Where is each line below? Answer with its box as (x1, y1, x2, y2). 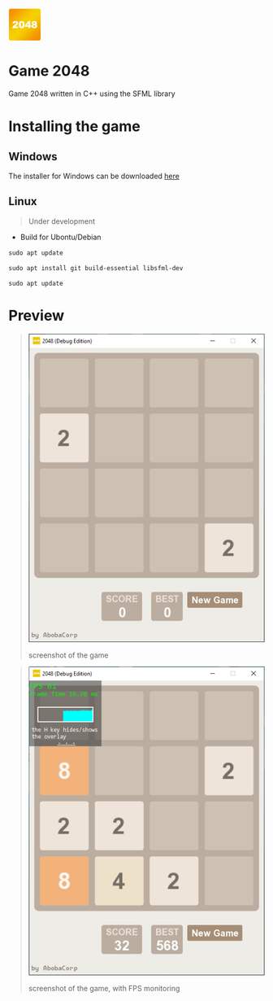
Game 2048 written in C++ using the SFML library (8, 89, 176, 98)
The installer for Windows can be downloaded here (8, 171, 180, 181)
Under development (28, 216, 96, 226)
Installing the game (8, 117, 141, 136)
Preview (8, 306, 65, 325)
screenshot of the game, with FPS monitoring (28, 983, 180, 993)
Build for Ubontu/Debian (19, 232, 102, 242)
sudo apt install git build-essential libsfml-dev (8, 264, 184, 272)
